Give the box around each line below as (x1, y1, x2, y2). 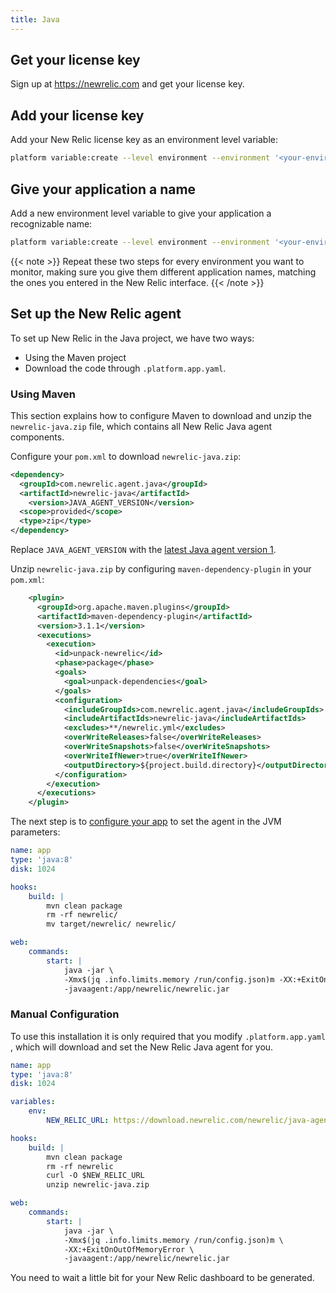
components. (10, 431, 65, 443)
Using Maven (10, 387, 76, 401)
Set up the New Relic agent (10, 306, 182, 323)
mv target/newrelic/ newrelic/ (46, 919, 177, 930)
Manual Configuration (10, 1007, 120, 1021)
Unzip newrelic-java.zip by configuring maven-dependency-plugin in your (10, 563, 312, 575)
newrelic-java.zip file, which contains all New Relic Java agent (10, 420, 273, 432)
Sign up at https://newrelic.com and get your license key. (10, 78, 245, 90)
